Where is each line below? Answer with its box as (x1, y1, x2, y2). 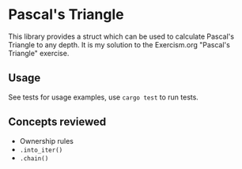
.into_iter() (19, 146, 63, 154)
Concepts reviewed (8, 115, 107, 129)
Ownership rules (19, 136, 74, 145)
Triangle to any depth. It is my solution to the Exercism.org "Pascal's (8, 39, 231, 49)
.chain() (19, 154, 49, 163)
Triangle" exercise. (8, 48, 70, 58)
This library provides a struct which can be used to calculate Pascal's (8, 32, 235, 41)
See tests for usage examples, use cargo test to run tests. (8, 92, 199, 102)
